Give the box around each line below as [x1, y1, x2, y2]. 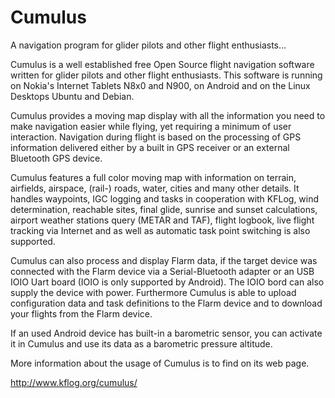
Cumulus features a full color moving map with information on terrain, [10, 171, 297, 183]
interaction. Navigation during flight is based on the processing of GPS [10, 131, 302, 143]
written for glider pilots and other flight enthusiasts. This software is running [10, 69, 323, 81]
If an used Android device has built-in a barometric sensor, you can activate [10, 327, 323, 339]
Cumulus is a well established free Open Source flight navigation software [10, 58, 315, 70]
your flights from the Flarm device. [10, 307, 153, 320]
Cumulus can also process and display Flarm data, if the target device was [10, 254, 318, 266]
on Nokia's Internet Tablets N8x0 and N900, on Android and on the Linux [10, 79, 311, 91]
